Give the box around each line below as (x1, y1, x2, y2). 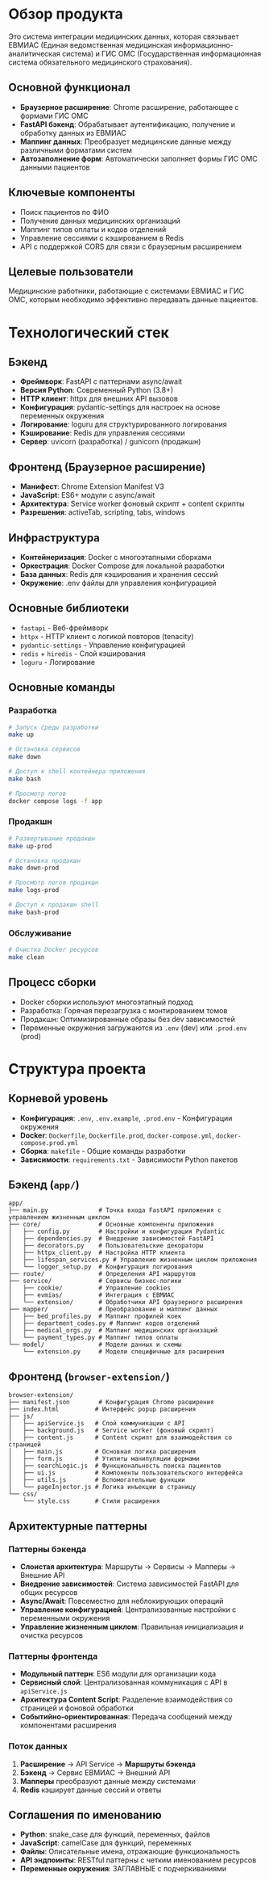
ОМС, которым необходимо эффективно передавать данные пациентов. (8, 295, 259, 305)
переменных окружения (19, 411, 105, 421)
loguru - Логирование (19, 657, 95, 667)
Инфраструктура (8, 531, 101, 545)
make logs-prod (8, 886, 60, 894)
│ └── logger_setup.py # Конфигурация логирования (8, 1263, 193, 1271)
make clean (8, 953, 45, 962)
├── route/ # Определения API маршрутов (8, 1270, 197, 1278)
